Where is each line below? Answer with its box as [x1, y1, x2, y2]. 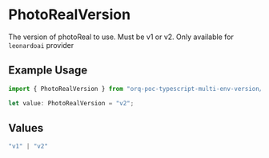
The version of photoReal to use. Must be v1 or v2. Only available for [8, 32, 234, 41]
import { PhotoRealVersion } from [8, 85, 124, 93]
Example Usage [8, 64, 88, 77]
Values [8, 121, 44, 135]
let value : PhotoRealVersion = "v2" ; [8, 99, 134, 107]
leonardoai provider [8, 40, 74, 49]
